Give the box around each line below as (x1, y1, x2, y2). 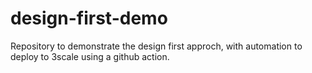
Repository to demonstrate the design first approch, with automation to (10, 40, 303, 52)
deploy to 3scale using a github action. (10, 50, 170, 62)
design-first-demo (10, 7, 168, 30)
